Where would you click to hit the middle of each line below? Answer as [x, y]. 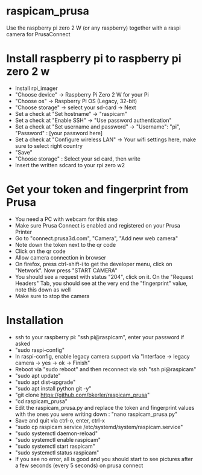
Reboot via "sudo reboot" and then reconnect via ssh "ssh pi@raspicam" [106, 369]
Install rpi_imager [36, 88]
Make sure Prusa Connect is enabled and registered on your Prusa [98, 225]
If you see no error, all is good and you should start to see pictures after [104, 459]
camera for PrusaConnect [38, 34]
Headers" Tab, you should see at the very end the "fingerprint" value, [101, 283]
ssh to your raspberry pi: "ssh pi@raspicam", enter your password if [99, 337]
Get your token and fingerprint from [97, 190]
